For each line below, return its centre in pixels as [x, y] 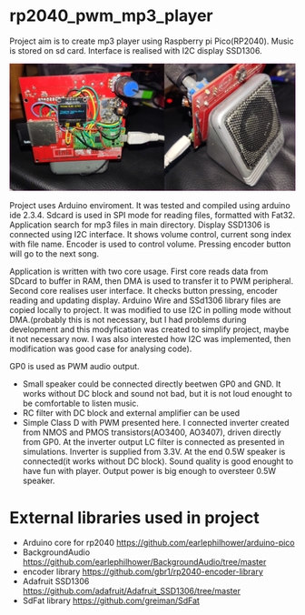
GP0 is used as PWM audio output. [74, 367]
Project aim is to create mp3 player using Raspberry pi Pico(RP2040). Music [152, 41]
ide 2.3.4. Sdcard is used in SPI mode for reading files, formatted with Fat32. [152, 216]
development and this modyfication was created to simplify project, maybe [149, 329]
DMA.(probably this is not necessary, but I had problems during [128, 320]
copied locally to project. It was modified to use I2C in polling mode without [151, 310]
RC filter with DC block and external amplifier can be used [131, 413]
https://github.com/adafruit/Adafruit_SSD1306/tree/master [131, 591]
